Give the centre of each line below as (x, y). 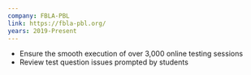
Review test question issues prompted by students (104, 62)
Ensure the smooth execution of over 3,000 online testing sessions (131, 54)
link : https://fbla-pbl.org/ (57, 23)
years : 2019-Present (43, 31)
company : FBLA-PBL (39, 16)
